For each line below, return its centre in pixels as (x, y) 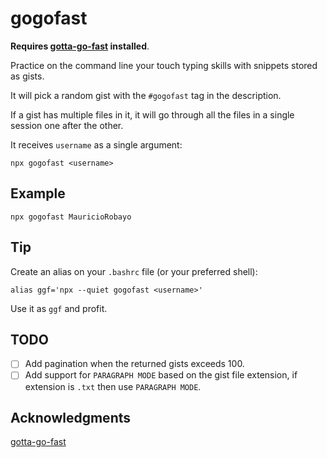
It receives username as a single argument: (96, 144)
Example (38, 193)
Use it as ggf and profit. (59, 308)
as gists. (27, 76)
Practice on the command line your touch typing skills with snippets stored (164, 65)
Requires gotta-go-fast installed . (80, 46)
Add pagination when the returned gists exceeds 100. (134, 364)
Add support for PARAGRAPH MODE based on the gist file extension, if (161, 375)
